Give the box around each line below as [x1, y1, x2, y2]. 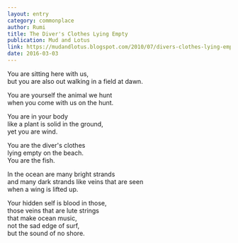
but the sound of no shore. [7, 229, 85, 237]
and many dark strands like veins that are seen [7, 177, 144, 185]
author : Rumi [7, 23, 46, 31]
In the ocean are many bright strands [7, 170, 115, 178]
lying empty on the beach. [7, 148, 84, 157]
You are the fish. [7, 156, 55, 164]
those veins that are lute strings [7, 206, 99, 215]
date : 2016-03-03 [7, 50, 59, 58]
